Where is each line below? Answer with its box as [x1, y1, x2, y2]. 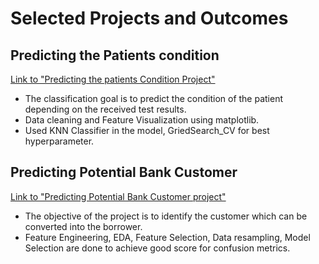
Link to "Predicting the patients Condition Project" [10, 73, 216, 85]
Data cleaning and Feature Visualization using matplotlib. [24, 114, 260, 126]
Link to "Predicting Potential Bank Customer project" [10, 190, 227, 202]
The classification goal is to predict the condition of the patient [24, 93, 284, 104]
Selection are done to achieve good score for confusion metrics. [24, 242, 291, 254]
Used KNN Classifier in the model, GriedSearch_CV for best [24, 125, 270, 136]
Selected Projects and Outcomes [10, 7, 289, 30]
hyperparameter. [24, 135, 95, 147]
